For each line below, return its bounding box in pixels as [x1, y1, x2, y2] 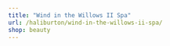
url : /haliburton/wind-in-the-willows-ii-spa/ [8, 19, 163, 27]
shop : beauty [8, 26, 51, 34]
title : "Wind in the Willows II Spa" [8, 11, 132, 19]
